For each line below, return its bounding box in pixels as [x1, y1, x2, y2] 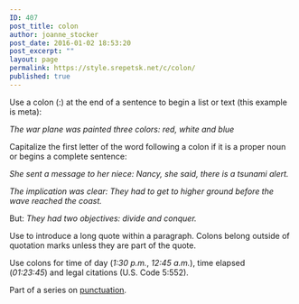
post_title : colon [9, 22, 79, 31]
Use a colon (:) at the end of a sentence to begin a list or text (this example [9, 97, 287, 107]
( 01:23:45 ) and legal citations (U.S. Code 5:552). [9, 267, 190, 278]
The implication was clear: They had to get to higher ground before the [9, 186, 274, 197]
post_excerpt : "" [9, 47, 75, 56]
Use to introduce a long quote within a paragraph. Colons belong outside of [9, 230, 291, 241]
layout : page [9, 55, 59, 64]
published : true [9, 72, 70, 81]
